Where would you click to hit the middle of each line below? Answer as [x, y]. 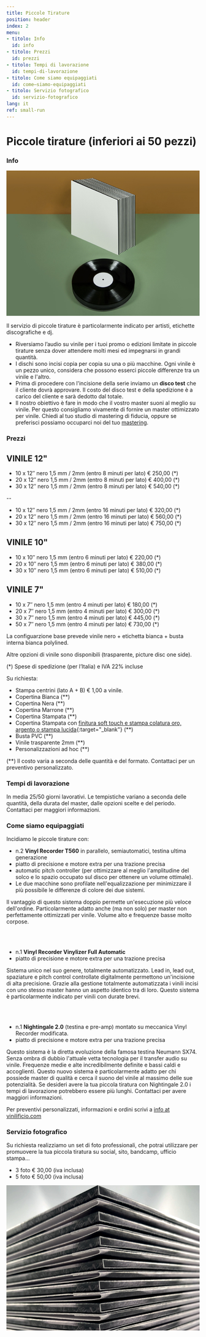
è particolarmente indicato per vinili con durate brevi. [73, 996]
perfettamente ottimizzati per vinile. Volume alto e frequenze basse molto [99, 915]
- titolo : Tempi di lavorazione [48, 65]
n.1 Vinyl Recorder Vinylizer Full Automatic [70, 952]
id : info [23, 45]
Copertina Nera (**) [40, 703]
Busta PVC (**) [34, 736]
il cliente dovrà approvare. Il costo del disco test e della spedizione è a [104, 390]
